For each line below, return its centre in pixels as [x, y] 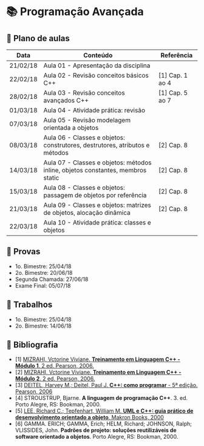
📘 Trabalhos [29, 305]
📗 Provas [23, 252]
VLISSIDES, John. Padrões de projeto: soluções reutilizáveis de [96, 430]
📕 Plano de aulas [38, 38]
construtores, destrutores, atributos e [97, 145]
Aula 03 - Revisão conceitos [84, 93]
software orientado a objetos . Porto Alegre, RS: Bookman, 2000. [97, 437]
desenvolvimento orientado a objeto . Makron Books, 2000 [89, 417]
